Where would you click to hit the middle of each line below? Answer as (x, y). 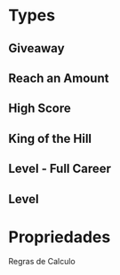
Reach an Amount (59, 78)
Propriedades (60, 237)
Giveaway (36, 48)
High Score (40, 109)
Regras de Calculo (42, 262)
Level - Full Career (60, 169)
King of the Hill (50, 138)
